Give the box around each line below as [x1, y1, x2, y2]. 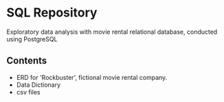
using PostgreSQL [6, 34, 58, 43]
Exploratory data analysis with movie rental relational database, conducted [6, 28, 218, 36]
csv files [16, 88, 41, 96]
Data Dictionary [16, 81, 61, 89]
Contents [6, 55, 47, 67]
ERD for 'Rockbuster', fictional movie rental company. [16, 73, 168, 81]
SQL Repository [6, 5, 98, 21]
